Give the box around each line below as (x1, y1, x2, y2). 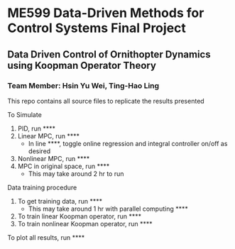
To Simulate (7, 110, 43, 118)
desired (28, 147, 51, 155)
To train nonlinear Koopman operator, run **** (17, 219, 153, 228)
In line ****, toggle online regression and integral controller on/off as (28, 139, 228, 148)
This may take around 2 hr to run (28, 169, 124, 178)
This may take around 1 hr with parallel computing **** (28, 204, 188, 213)
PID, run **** (17, 124, 55, 133)
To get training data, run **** (17, 197, 103, 205)
